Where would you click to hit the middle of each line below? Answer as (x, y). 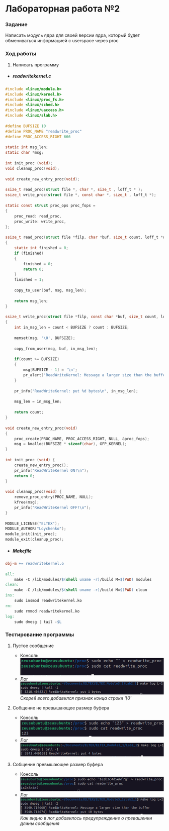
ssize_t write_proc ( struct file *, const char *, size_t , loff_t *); (81, 195)
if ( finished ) (29, 253)
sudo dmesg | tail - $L (38, 622)
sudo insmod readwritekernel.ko (48, 601)
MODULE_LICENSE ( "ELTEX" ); (32, 524)
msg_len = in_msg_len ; (38, 402)
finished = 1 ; (29, 280)
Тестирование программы (40, 635)
